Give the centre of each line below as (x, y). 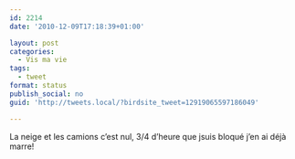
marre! (22, 146)
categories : (32, 51)
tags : (20, 69)
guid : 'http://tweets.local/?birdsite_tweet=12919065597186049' (134, 102)
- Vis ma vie (42, 60)
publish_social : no (47, 94)
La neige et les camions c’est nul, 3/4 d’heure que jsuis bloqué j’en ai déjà (148, 136)
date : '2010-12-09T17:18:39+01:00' (77, 26)
